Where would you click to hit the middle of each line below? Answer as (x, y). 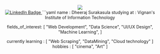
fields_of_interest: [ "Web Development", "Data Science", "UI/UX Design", (80, 27)
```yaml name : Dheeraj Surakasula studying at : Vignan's (98, 12)
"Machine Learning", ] (80, 32)
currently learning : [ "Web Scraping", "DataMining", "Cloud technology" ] (80, 41)
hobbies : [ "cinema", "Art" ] (80, 46)
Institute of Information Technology (80, 17)
